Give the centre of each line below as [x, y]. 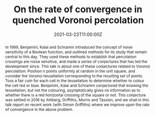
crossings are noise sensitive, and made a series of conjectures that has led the [76, 62]
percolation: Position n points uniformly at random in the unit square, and [70, 71]
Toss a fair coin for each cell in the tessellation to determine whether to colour [74, 80]
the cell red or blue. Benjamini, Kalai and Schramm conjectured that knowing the [77, 85]
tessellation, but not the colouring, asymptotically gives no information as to [73, 90]
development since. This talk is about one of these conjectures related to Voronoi [77, 66]
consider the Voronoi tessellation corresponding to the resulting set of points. [74, 76]
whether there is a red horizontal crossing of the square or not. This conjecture [75, 95]
